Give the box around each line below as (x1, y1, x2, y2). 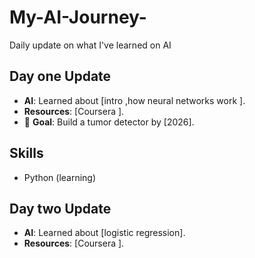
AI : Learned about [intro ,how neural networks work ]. (23, 94, 246, 106)
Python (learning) (23, 171, 97, 183)
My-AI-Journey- (9, 6, 147, 29)
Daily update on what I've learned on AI (9, 39, 172, 51)
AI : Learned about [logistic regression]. (23, 227, 186, 239)
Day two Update (9, 200, 112, 217)
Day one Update (9, 68, 112, 85)
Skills (9, 145, 44, 162)
